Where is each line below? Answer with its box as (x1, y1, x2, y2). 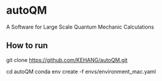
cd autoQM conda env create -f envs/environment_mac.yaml (6, 68, 157, 75)
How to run (6, 40, 48, 51)
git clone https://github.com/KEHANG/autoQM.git (6, 56, 128, 63)
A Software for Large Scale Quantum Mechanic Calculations (6, 23, 154, 30)
